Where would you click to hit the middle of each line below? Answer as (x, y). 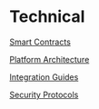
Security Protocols (44, 94)
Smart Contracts (40, 42)
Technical (47, 17)
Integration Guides (44, 77)
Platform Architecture (49, 59)
